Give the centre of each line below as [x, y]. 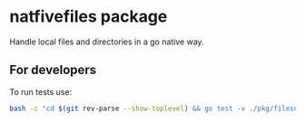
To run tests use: [41, 91]
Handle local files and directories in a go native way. [107, 42]
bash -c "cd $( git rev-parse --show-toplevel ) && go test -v [128, 108]
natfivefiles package [89, 17]
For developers [53, 70]
